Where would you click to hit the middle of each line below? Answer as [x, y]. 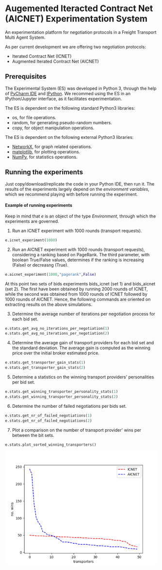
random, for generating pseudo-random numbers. [62, 122]
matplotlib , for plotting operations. [46, 151]
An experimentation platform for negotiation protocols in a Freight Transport [81, 32]
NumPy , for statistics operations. [45, 157]
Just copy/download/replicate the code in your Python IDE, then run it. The [80, 184]
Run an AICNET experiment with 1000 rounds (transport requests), [78, 249]
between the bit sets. [33, 435]
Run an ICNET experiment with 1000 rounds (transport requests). [77, 231]
